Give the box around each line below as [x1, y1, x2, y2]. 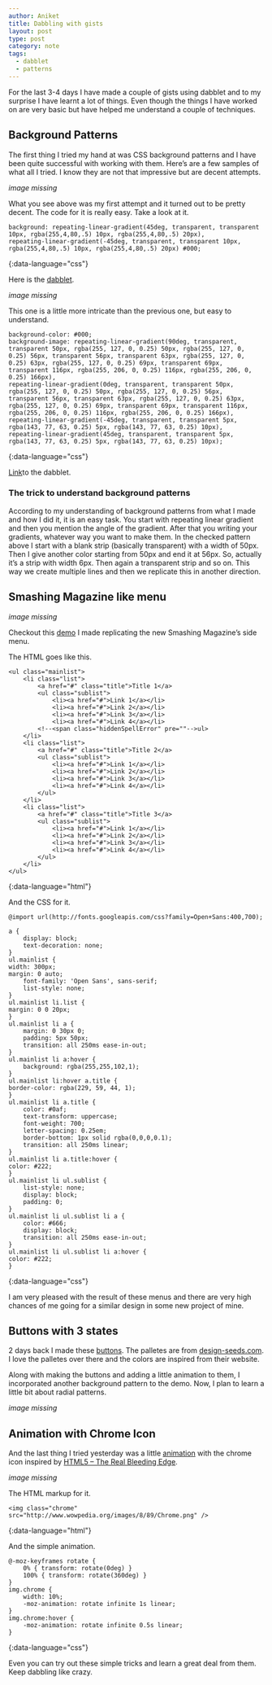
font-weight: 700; [23, 1119, 85, 1127]
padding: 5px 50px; [23, 1034, 89, 1042]
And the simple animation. [8, 1542, 96, 1552]
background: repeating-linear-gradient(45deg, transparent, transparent [8, 223, 260, 231]
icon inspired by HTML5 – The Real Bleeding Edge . [8, 1457, 179, 1467]
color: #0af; [23, 1105, 67, 1114]
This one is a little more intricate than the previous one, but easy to [8, 306, 232, 316]
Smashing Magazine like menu [8, 590, 166, 604]
